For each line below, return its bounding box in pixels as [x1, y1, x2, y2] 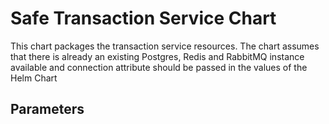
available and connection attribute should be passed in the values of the [10, 61, 308, 73]
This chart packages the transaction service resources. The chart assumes [10, 40, 320, 52]
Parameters [10, 101, 85, 118]
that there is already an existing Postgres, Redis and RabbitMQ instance [10, 50, 305, 62]
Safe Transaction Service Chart [10, 7, 277, 30]
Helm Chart [10, 72, 58, 84]
